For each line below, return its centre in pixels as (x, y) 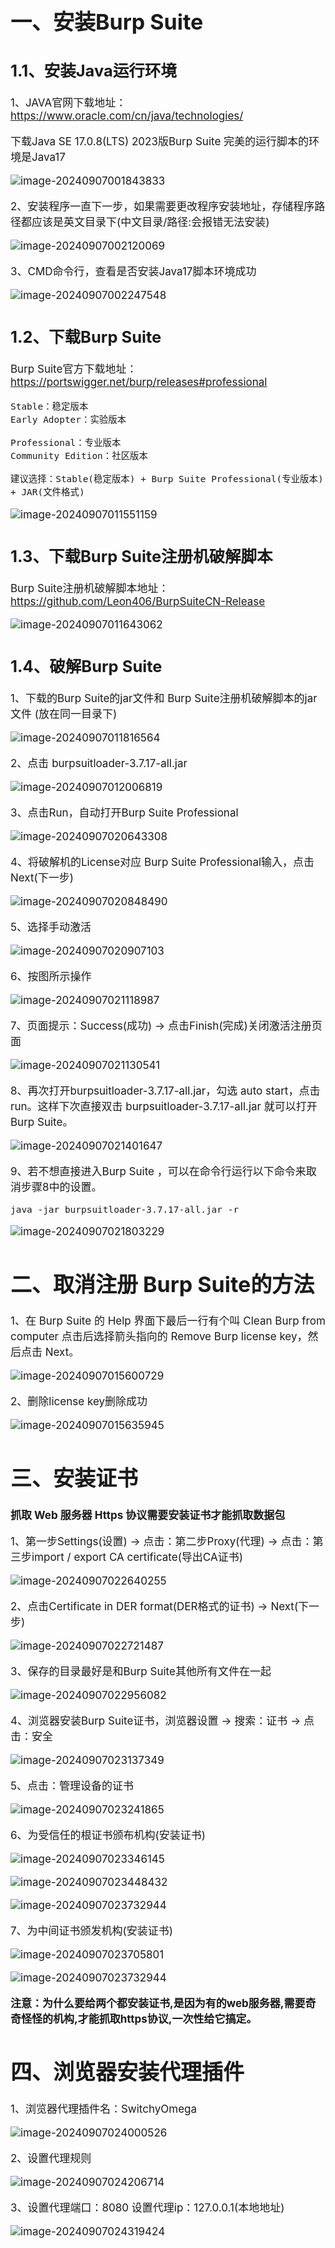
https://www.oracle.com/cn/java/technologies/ (127, 116)
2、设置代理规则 (51, 2159)
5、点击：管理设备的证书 (72, 1786)
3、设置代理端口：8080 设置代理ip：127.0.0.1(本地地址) (147, 2208)
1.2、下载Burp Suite (86, 337)
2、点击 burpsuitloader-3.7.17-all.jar (99, 763)
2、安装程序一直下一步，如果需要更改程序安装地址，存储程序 (162, 207)
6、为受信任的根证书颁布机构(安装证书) (108, 1835)
